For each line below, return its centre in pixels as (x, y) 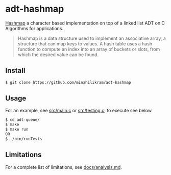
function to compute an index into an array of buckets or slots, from (89, 49)
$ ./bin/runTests (24, 139)
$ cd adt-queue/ (22, 120)
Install (15, 71)
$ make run (17, 130)
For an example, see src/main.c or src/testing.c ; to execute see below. (79, 111)
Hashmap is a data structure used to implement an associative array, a (92, 38)
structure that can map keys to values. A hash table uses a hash (85, 43)
